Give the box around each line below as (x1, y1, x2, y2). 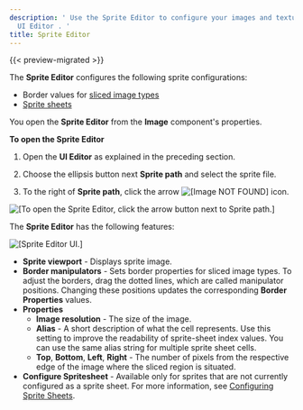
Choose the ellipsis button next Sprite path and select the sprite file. (22, 169, 277, 180)
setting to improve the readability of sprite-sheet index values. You (35, 333, 284, 343)
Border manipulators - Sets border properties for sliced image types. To (22, 266, 292, 277)
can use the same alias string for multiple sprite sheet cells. (35, 342, 257, 353)
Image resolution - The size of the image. (35, 314, 192, 324)
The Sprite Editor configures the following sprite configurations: (9, 72, 248, 83)
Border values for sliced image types (22, 89, 160, 100)
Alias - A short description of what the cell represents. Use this (35, 323, 271, 334)
